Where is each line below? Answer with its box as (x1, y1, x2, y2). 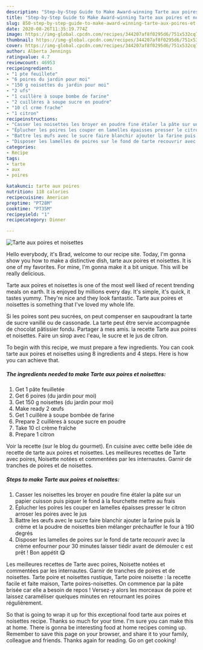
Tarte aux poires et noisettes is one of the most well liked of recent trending (6, 282, 195, 289)
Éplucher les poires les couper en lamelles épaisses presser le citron (14, 504, 186, 511)
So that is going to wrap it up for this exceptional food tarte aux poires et (6, 611, 187, 618)
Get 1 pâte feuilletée (14, 386, 65, 393)
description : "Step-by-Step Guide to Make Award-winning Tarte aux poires (6, 8, 199, 15)
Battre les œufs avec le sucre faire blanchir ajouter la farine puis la (14, 517, 181, 524)
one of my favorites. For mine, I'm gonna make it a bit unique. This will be (6, 264, 188, 271)
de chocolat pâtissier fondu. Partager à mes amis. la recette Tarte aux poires (6, 325, 197, 333)
